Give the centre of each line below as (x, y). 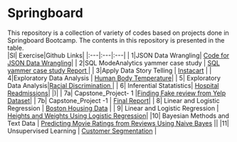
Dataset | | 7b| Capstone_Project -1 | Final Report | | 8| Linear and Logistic (114, 100)
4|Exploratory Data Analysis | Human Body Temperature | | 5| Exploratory (114, 78)
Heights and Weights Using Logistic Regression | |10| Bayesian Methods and (118, 116)
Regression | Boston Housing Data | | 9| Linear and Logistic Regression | (113, 108)
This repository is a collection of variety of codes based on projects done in (118, 33)
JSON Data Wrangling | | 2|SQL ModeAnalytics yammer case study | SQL (114, 62)
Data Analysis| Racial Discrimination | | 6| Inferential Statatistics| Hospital (113, 85)
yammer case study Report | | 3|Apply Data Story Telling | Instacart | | (110, 70)
